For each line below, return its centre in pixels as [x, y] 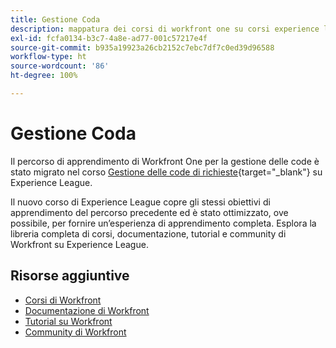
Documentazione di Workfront [87, 310]
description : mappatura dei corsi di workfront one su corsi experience [165, 29]
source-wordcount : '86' [60, 66]
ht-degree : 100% [44, 76]
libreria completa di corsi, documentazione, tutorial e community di [148, 233]
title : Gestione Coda [55, 19]
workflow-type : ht [48, 57]
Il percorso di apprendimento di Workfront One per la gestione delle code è [165, 161]
